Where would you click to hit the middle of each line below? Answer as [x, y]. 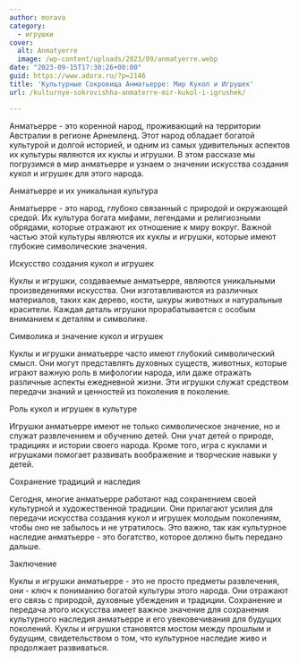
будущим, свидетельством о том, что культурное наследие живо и [138, 638]
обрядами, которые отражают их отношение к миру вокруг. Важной [141, 227]
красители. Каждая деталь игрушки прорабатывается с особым [132, 309]
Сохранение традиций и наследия [75, 481]
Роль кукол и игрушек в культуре [73, 409]
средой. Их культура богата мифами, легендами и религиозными [135, 217]
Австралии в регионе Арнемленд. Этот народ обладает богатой [132, 135]
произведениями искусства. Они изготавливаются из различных [134, 290]
